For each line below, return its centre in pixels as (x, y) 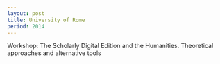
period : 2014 (26, 26)
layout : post (26, 13)
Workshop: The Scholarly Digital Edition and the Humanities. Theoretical (110, 46)
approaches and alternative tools (54, 53)
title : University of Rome (46, 20)
